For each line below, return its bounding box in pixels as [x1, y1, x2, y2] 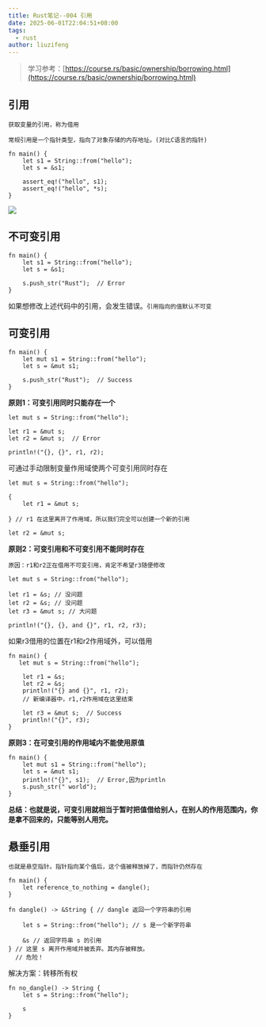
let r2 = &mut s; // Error [8, 434, 101, 443]
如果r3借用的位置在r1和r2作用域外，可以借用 [8, 636, 153, 646]
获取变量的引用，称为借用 [8, 121, 79, 128]
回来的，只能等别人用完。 [28, 814, 112, 824]
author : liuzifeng [8, 41, 69, 49]
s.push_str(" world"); [22, 783, 97, 791]
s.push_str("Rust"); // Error [22, 279, 126, 287]
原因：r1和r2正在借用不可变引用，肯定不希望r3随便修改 [8, 561, 165, 569]
